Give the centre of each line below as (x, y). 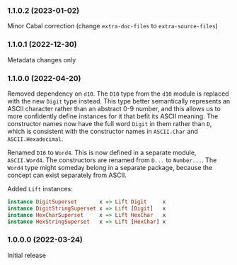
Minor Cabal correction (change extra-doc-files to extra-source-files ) (112, 26)
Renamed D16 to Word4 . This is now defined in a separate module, (102, 152)
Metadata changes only (42, 60)
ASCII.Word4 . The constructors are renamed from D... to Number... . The (112, 160)
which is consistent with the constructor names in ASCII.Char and (103, 131)
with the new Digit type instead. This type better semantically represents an (119, 101)
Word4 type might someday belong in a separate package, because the (110, 167)
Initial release (27, 255)
